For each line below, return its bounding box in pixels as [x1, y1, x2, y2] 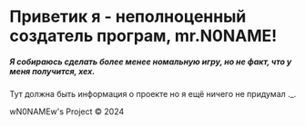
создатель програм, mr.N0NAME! [9, 25, 278, 46]
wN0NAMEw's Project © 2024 [9, 106, 125, 117]
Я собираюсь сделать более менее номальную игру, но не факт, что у [9, 56, 292, 67]
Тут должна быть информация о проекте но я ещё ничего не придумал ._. [9, 89, 297, 100]
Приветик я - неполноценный [9, 6, 247, 27]
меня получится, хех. [9, 65, 96, 76]
